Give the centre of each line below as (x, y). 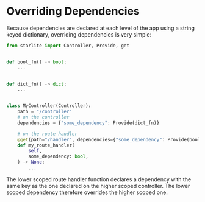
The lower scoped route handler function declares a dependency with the (99, 179)
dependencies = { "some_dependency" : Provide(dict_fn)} (88, 123)
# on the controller (43, 117)
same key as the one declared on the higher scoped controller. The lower (98, 186)
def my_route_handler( (46, 145)
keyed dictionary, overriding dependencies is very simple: (79, 34)
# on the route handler (48, 134)
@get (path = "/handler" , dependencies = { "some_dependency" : (91, 139)
